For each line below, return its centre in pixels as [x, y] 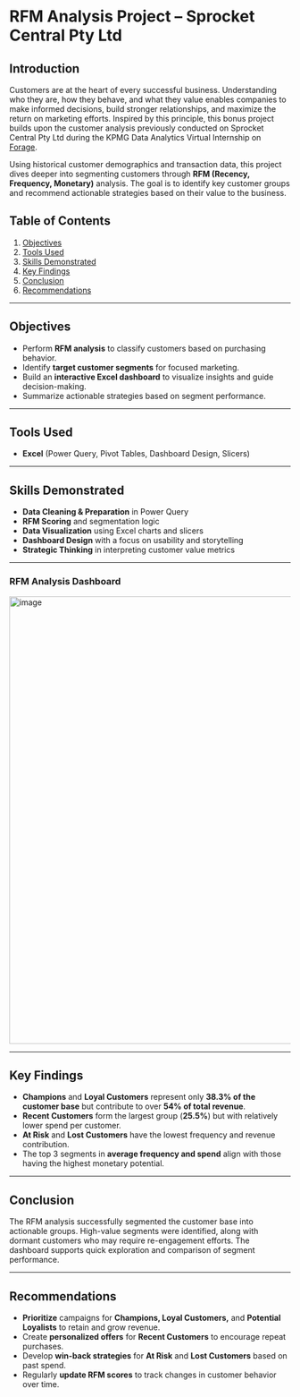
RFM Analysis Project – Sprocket [132, 17]
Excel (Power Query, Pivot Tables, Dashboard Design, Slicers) [136, 454]
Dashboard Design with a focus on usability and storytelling [133, 541]
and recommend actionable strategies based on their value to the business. [148, 193]
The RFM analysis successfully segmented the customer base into [132, 1222]
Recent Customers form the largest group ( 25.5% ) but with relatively [150, 1116]
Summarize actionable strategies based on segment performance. [144, 396]
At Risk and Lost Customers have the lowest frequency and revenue [149, 1135]
